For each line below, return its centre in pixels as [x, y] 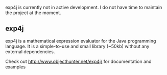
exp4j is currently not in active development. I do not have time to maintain [84, 7]
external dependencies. [30, 51]
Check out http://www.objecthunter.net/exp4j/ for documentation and [78, 61]
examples [16, 67]
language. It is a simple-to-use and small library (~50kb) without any [77, 46]
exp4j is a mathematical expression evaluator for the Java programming [81, 41]
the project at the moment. [33, 13]
